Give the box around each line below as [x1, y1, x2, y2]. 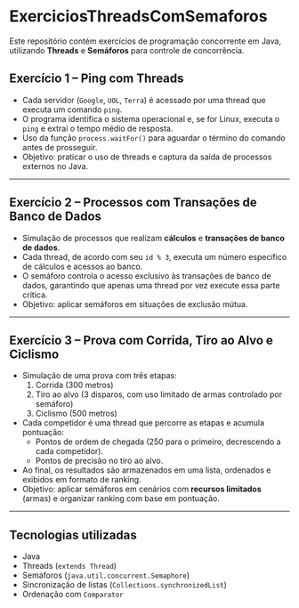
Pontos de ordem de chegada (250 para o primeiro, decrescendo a [35, 436, 282, 447]
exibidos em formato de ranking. [21, 474, 141, 485]
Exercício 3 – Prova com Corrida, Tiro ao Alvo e [9, 332, 274, 348]
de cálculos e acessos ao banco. [21, 261, 143, 272]
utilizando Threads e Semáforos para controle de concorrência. [9, 45, 245, 55]
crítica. [21, 289, 48, 300]
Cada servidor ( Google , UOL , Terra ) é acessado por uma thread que [21, 94, 266, 105]
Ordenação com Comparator [21, 589, 124, 600]
